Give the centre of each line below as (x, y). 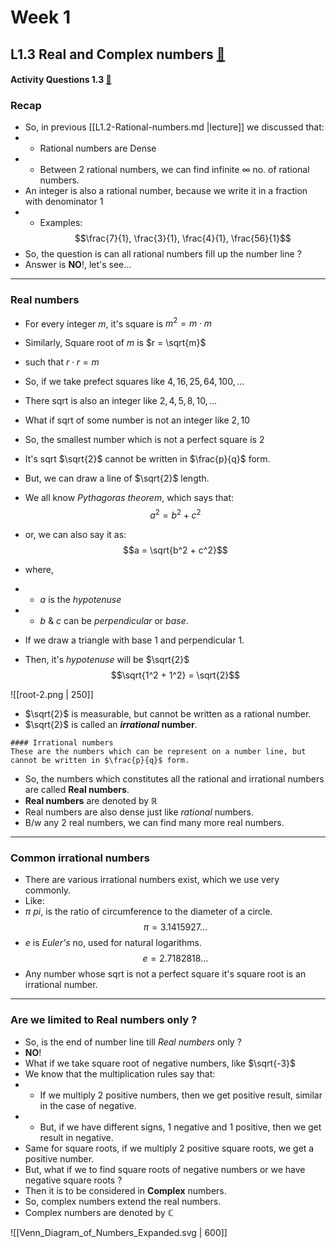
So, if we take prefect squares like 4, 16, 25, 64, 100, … (134, 382)
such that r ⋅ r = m (62, 362)
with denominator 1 (64, 202)
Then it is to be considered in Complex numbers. (125, 1190)
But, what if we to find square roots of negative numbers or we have (165, 1169)
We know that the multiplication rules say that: (120, 1073)
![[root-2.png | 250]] (52, 695)
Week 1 (40, 17)
